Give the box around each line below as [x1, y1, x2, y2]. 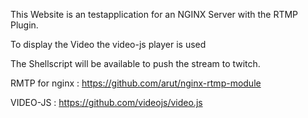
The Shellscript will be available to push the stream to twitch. [10, 58, 261, 69]
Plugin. [10, 19, 39, 31]
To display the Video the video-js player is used [10, 39, 207, 50]
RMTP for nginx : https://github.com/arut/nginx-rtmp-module [10, 77, 262, 89]
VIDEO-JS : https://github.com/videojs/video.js [10, 97, 203, 108]
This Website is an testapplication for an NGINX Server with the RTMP [10, 9, 299, 20]
